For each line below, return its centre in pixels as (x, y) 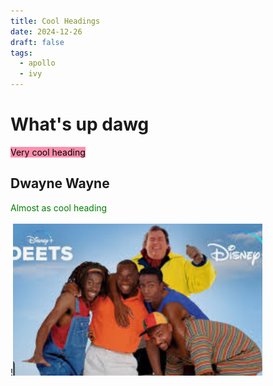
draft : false (37, 42)
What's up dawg (80, 124)
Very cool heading (48, 152)
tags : (21, 53)
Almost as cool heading (59, 207)
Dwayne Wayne (60, 183)
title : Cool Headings (55, 21)
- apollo (37, 63)
